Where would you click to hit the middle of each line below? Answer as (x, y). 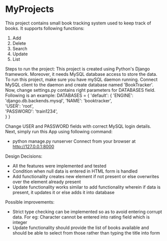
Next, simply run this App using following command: (59, 131)
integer (20, 222)
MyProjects (29, 9)
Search (20, 48)
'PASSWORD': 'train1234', (31, 111)
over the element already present (46, 182)
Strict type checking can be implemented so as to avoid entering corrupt (87, 212)
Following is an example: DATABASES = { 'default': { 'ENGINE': (69, 95)
